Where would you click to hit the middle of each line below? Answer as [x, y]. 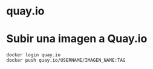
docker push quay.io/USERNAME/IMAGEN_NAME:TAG [66, 61]
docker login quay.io [34, 55]
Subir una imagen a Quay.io [77, 39]
